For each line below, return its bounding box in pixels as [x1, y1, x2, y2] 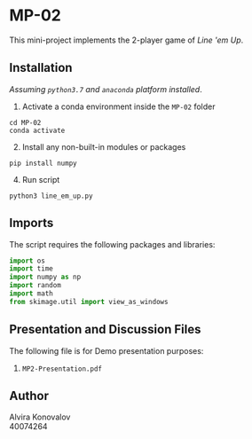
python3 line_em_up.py [9, 192, 93, 200]
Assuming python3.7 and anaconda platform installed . [9, 83, 202, 94]
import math [9, 289, 53, 298]
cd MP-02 [9, 118, 42, 127]
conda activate [9, 126, 66, 135]
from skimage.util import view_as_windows [9, 297, 169, 306]
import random [9, 281, 62, 290]
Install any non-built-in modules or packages [21, 141, 186, 152]
